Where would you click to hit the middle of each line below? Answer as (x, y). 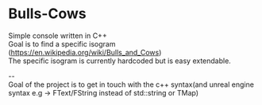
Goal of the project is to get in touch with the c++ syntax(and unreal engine (131, 84)
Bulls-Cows (47, 14)
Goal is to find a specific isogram (62, 43)
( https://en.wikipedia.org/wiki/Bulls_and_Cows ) (85, 52)
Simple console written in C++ (58, 36)
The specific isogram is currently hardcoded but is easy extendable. (120, 61)
